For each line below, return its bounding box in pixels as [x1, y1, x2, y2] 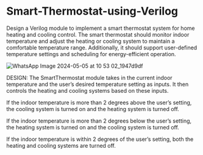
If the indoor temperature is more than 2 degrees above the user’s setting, [6, 99, 192, 106]
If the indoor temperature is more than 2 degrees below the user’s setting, [6, 117, 192, 124]
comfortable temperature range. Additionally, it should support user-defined [6, 44, 198, 51]
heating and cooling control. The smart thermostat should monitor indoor [6, 31, 190, 38]
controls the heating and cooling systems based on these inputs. [6, 87, 169, 94]
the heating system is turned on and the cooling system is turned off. [6, 123, 180, 131]
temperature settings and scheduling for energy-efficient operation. [6, 50, 176, 57]
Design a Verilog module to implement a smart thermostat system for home [6, 24, 195, 32]
